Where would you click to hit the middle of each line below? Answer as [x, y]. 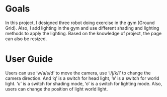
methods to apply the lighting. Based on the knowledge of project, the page [83, 33]
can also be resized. [26, 39]
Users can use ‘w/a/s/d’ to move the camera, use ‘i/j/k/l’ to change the [78, 73]
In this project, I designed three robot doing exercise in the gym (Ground [80, 23]
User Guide [29, 59]
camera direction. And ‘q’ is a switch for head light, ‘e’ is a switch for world [82, 78]
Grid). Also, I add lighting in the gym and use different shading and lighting [82, 28]
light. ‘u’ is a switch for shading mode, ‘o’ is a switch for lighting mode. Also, [84, 83]
